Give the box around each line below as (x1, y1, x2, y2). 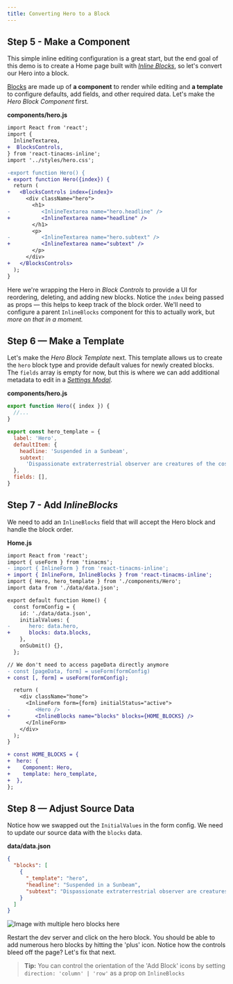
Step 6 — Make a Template (7, 335, 125, 347)
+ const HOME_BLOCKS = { (7, 751, 79, 759)
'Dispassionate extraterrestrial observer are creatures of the (25, 461, 216, 468)
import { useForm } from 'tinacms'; (7, 558, 113, 566)
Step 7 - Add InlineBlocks (7, 499, 119, 511)
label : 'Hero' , (13, 434, 58, 442)
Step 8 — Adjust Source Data (7, 802, 135, 814)
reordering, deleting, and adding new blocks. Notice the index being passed (7, 293, 224, 301)
